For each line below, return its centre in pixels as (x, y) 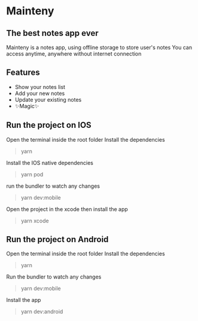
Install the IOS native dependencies (50, 163)
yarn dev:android (42, 311)
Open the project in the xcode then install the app (67, 209)
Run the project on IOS (49, 125)
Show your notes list (40, 87)
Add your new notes (40, 93)
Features (23, 73)
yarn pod (32, 174)
